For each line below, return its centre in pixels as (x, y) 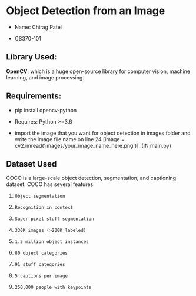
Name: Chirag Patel (38, 27)
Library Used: (31, 57)
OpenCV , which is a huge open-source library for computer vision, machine (98, 71)
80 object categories (41, 253)
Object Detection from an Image (86, 11)
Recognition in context (44, 208)
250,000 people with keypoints (53, 287)
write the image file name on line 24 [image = (69, 139)
